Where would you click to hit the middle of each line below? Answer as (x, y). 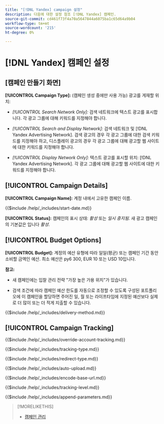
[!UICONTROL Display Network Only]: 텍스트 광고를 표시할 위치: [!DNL (82, 158)
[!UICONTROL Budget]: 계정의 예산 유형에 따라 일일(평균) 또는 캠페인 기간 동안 (82, 252)
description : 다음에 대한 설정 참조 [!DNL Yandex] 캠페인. (61, 14)
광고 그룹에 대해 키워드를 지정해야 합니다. (67, 118)
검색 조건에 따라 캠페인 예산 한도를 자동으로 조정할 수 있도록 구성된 (76, 290)
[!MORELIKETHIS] (35, 407)
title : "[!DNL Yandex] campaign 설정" (44, 10)
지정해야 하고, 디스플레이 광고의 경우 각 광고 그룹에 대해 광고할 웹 (84, 141)
